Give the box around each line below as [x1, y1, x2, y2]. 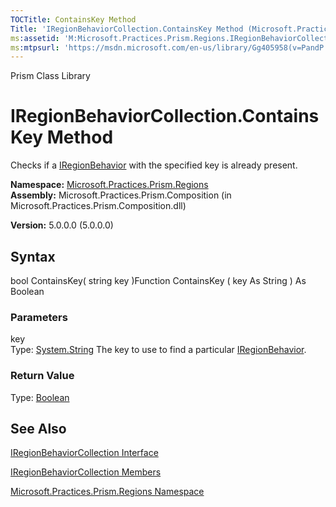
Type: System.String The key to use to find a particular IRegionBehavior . [10, 344, 307, 356]
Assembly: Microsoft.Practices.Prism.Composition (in [10, 189, 232, 201]
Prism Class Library [10, 70, 91, 82]
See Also [10, 420, 67, 437]
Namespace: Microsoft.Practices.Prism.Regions [10, 179, 209, 191]
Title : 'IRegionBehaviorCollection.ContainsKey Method [10, 24, 244, 34]
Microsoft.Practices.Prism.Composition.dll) [10, 200, 187, 212]
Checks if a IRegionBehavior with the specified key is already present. [10, 159, 298, 171]
